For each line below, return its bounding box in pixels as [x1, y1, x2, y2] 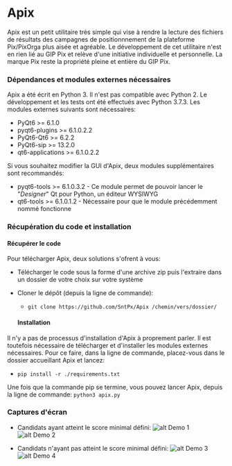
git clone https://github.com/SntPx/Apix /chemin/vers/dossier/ [27, 303, 217, 310]
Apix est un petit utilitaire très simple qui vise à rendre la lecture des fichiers [7, 28, 224, 36]
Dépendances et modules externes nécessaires [7, 74, 171, 84]
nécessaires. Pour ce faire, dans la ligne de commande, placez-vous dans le [7, 349, 225, 357]
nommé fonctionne [17, 205, 71, 213]
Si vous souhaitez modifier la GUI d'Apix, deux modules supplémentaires [7, 162, 215, 170]
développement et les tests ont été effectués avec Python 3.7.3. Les [7, 98, 201, 106]
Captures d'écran [7, 408, 68, 417]
